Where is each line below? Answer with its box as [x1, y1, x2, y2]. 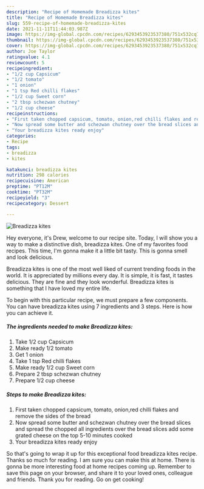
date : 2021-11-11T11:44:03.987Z [6, 25, 88, 32]
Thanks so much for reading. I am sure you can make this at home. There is [6, 456, 195, 464]
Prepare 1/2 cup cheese [15, 377, 75, 384]
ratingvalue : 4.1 [6, 54, 50, 60]
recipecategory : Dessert [6, 200, 69, 206]
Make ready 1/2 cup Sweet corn [15, 364, 95, 371]
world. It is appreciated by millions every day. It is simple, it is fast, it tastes [6, 271, 193, 279]
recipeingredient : [6, 65, 53, 72]
